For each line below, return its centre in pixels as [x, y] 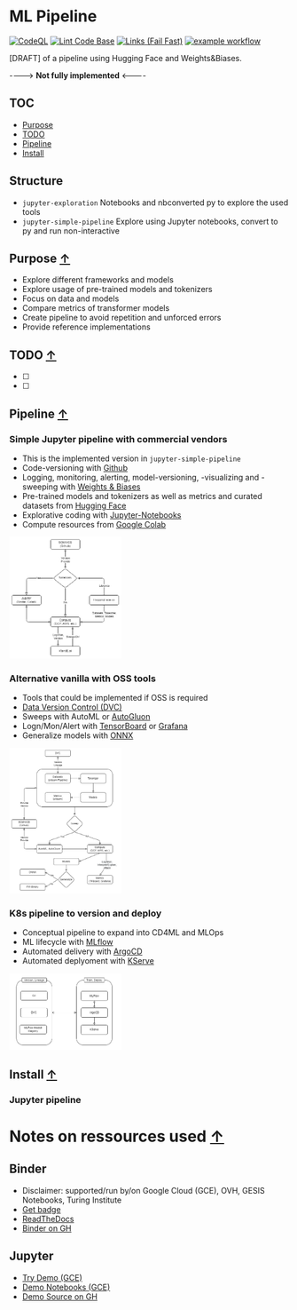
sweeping [40, 487]
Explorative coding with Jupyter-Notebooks [102, 515]
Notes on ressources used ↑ [117, 1136]
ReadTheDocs [48, 1219]
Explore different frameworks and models [98, 280]
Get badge [41, 1209]
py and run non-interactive [70, 230]
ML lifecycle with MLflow [67, 942]
